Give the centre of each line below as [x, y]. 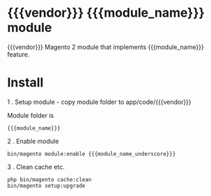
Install [25, 83]
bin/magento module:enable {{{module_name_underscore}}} [92, 154]
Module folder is [31, 115]
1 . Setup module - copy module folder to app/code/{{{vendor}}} [99, 102]
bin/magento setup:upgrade [46, 186]
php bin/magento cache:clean [49, 179]
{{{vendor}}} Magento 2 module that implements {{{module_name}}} [105, 47]
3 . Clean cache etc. [36, 167]
